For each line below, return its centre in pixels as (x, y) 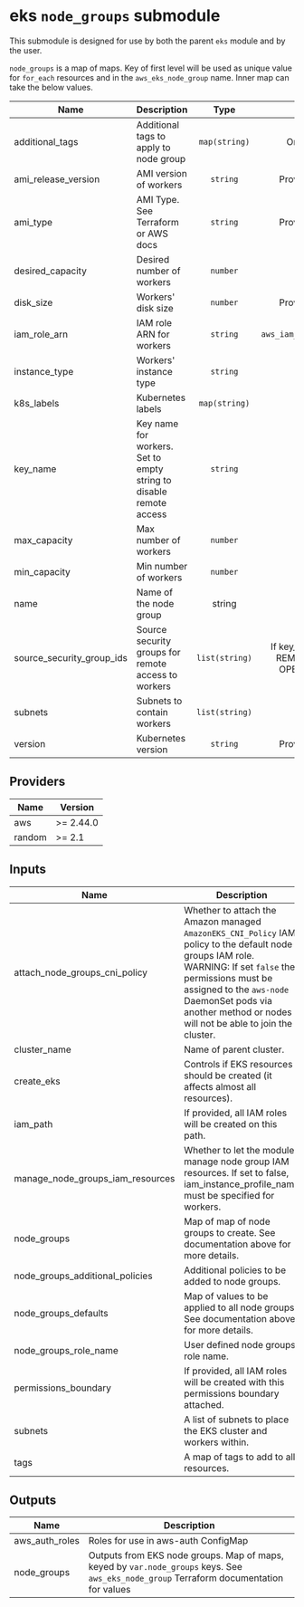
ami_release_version (57, 179)
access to (157, 674)
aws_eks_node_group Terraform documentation (185, 1578)
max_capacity (43, 540)
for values (109, 1590)
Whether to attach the (230, 910)
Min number (162, 566)
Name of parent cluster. (234, 1049)
